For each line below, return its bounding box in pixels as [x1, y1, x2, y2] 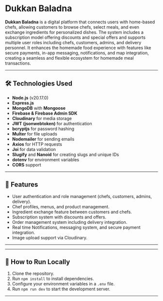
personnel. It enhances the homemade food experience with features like [5, 45, 151, 50]
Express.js [12, 100, 34, 106]
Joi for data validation [12, 146, 56, 152]
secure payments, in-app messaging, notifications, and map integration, [5, 50, 149, 56]
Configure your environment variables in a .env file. [12, 281, 115, 287]
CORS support [12, 162, 41, 167]
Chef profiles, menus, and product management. [12, 203, 110, 209]
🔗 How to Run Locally [5, 258, 70, 266]
